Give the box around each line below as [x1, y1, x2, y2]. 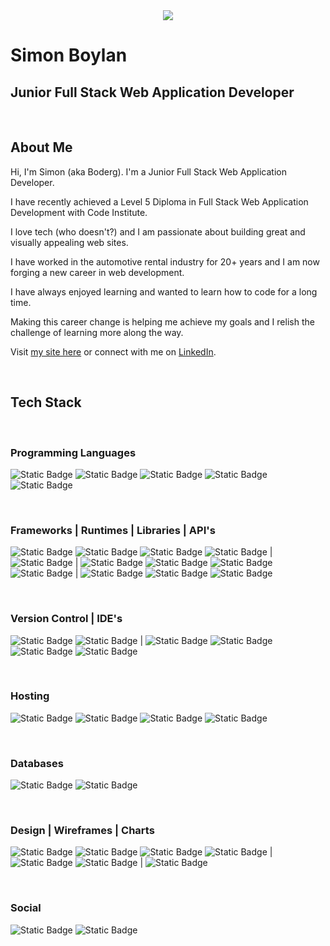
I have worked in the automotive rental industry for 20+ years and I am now [10, 255, 320, 268]
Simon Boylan [10, 44, 128, 67]
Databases [10, 756, 64, 770]
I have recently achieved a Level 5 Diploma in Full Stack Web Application [10, 195, 309, 208]
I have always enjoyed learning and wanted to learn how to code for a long [10, 285, 318, 298]
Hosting [10, 689, 50, 703]
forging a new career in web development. [10, 266, 185, 278]
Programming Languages [10, 445, 137, 459]
